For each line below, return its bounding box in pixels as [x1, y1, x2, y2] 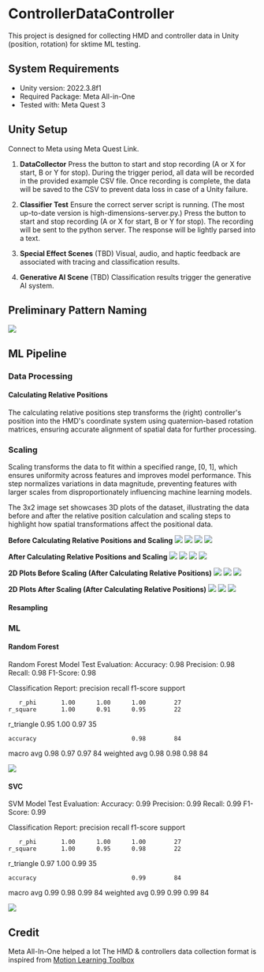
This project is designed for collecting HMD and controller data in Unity [8, 31, 240, 40]
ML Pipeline [8, 347, 67, 360]
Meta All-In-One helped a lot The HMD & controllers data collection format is [8, 946, 257, 956]
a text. [19, 233, 41, 243]
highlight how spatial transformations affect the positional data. [8, 519, 214, 529]
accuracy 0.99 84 [8, 874, 181, 882]
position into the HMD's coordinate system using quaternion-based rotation [8, 416, 254, 425]
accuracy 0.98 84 [8, 734, 181, 743]
